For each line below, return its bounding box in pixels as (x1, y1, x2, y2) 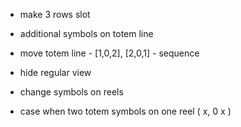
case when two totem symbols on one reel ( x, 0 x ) (19, 105, 232, 117)
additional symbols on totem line (19, 28, 154, 39)
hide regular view (19, 67, 92, 78)
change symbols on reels (19, 86, 124, 98)
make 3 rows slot (19, 9, 91, 20)
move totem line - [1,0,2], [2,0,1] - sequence (19, 47, 200, 59)
